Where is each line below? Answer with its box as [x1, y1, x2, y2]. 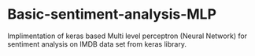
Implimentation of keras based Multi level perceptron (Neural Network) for [7, 31, 248, 40]
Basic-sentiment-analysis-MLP [7, 5, 217, 23]
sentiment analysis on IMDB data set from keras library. [7, 39, 187, 48]
